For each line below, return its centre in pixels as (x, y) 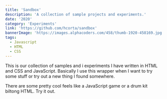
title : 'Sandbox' (23, 10)
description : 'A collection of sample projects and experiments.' (76, 14)
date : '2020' (19, 19)
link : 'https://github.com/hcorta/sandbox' (51, 28)
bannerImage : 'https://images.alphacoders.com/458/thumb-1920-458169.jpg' (85, 33)
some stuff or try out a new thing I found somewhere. (60, 76)
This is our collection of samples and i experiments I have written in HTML (81, 66)
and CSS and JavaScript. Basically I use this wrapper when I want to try (79, 71)
